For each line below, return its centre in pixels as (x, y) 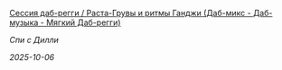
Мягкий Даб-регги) (84, 22)
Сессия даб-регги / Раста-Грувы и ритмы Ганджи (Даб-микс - (130, 13)
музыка (24, 22)
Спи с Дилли (34, 40)
